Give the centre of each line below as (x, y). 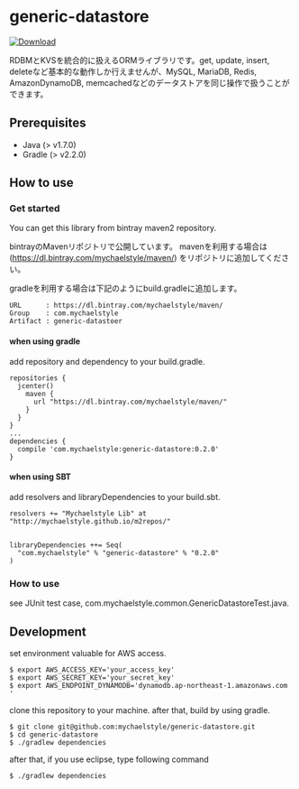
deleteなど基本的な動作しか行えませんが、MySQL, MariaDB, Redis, (133, 71)
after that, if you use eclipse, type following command (109, 759)
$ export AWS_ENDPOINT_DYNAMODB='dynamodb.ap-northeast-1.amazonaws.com (149, 685)
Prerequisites (48, 123)
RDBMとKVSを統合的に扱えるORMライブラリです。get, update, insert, (140, 60)
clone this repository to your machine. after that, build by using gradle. (140, 710)
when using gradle (45, 341)
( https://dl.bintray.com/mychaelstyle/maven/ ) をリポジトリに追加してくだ (145, 258)
